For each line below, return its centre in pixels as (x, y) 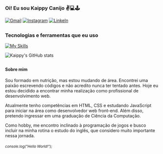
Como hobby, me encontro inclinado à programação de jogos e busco (76, 125)
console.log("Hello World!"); (29, 146)
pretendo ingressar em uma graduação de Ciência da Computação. (73, 116)
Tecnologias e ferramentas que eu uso (52, 35)
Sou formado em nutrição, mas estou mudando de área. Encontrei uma (77, 81)
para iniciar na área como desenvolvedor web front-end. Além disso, (74, 111)
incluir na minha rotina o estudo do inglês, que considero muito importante (80, 131)
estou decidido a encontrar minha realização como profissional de (72, 91)
